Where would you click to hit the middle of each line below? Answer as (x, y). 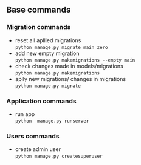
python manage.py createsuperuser (59, 157)
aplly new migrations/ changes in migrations (70, 79)
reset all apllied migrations (48, 40)
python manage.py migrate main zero (61, 47)
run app (25, 114)
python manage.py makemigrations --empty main (75, 60)
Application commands (42, 101)
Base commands (39, 10)
